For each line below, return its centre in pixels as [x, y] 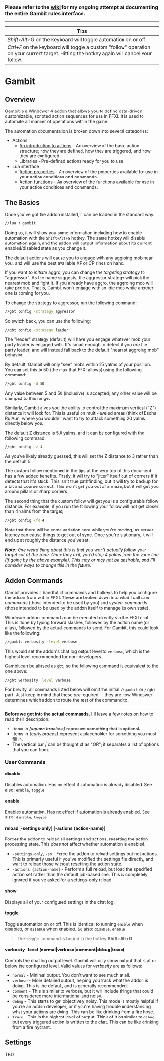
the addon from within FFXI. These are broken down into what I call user [78, 597]
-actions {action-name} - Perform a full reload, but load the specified [82, 869]
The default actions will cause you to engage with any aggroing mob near [79, 258]
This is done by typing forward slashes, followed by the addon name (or [77, 623]
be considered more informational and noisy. [57, 996]
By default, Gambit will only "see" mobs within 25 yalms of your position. [78, 364]
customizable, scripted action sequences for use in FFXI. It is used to [74, 116]
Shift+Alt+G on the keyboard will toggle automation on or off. [77, 40]
